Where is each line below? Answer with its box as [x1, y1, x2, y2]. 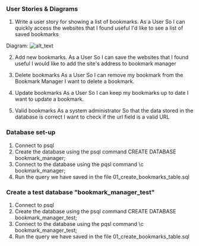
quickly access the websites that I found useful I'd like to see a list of [14, 24, 184, 31]
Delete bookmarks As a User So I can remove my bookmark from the [14, 72, 184, 79]
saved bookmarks [14, 31, 59, 38]
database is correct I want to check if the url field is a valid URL [14, 113, 170, 120]
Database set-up [6, 128, 56, 136]
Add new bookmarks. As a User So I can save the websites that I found [14, 54, 189, 61]
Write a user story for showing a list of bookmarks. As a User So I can [14, 18, 185, 25]
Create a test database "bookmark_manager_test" [6, 188, 155, 196]
